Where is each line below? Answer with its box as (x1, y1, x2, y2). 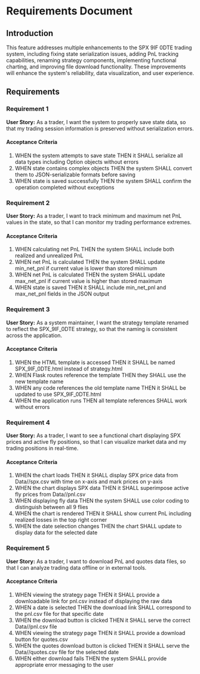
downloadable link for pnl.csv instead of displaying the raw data (14, 597, 173, 604)
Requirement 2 (6, 198, 50, 207)
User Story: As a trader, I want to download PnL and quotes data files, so (6, 558, 186, 565)
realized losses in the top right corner (14, 516, 107, 523)
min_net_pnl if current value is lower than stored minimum (14, 265, 158, 272)
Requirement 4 (6, 418, 51, 426)
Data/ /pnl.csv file (14, 622, 57, 630)
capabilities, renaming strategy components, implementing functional (6, 57, 177, 64)
